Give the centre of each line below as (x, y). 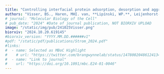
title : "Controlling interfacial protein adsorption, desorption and (77, 9)
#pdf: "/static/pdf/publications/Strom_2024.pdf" (57, 41)
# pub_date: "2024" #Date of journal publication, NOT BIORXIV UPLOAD (78, 23)
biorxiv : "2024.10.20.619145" (36, 32)
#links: (13, 46)
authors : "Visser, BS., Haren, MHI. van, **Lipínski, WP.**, (69, 14)
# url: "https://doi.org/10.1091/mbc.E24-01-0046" (61, 64)
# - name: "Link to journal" (36, 59)
